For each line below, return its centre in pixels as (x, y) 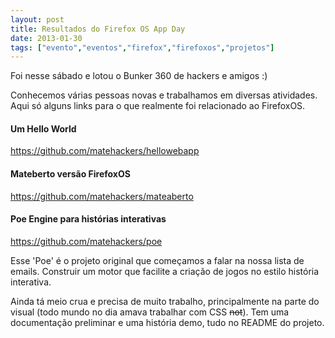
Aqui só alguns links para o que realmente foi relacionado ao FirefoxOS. (158, 106)
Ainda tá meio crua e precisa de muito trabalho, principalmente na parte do (165, 301)
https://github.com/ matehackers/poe (86, 241)
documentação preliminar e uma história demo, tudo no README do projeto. (167, 322)
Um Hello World (43, 128)
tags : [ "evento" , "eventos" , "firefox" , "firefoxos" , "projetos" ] (142, 47)
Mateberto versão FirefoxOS (70, 174)
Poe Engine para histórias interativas (88, 219)
